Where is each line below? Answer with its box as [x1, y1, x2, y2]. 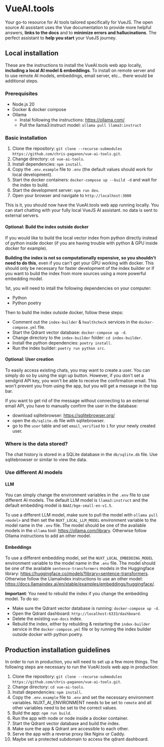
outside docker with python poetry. [12, 632, 83, 637]
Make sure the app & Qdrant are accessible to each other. [12, 726, 129, 732]
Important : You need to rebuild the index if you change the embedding [5, 591, 148, 597]
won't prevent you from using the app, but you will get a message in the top [5, 383, 158, 389]
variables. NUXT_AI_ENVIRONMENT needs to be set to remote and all [12, 700, 152, 706]
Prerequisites [5, 90, 38, 97]
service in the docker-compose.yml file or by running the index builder [12, 626, 151, 632]
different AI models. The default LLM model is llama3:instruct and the [5, 497, 148, 503]
